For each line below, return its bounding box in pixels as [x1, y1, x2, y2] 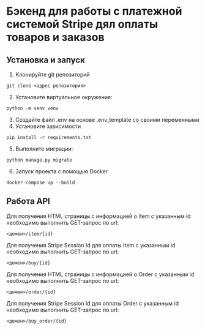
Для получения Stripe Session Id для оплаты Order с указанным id [6, 299, 179, 307]
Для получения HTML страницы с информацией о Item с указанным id [6, 212, 191, 220]
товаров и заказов [6, 31, 105, 44]
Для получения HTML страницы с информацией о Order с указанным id [6, 271, 195, 278]
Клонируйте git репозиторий [15, 71, 90, 78]
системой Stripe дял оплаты [6, 17, 158, 31]
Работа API [6, 196, 50, 206]
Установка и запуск [6, 54, 86, 65]
